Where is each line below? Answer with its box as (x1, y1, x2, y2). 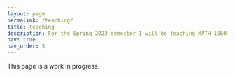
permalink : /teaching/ (7, 17, 73, 24)
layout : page (7, 10, 45, 17)
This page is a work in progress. (7, 62, 100, 70)
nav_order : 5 (7, 43, 45, 50)
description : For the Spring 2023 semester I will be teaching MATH (7, 29, 211, 37)
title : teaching (7, 23, 55, 30)
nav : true (7, 36, 36, 43)
